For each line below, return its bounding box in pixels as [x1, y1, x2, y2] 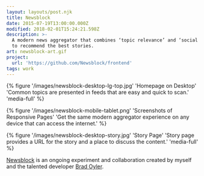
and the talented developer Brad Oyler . [6, 163, 104, 171]
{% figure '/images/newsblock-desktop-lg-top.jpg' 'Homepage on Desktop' [6, 82, 197, 90]
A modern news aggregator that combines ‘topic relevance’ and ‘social [12, 37, 199, 43]
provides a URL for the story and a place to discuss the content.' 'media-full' [6, 138, 199, 146]
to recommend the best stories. [12, 43, 95, 49]
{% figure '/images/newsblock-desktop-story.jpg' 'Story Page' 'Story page [6, 132, 194, 139]
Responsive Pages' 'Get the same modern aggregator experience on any [6, 113, 189, 121]
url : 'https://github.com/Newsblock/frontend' [12, 60, 133, 66]
